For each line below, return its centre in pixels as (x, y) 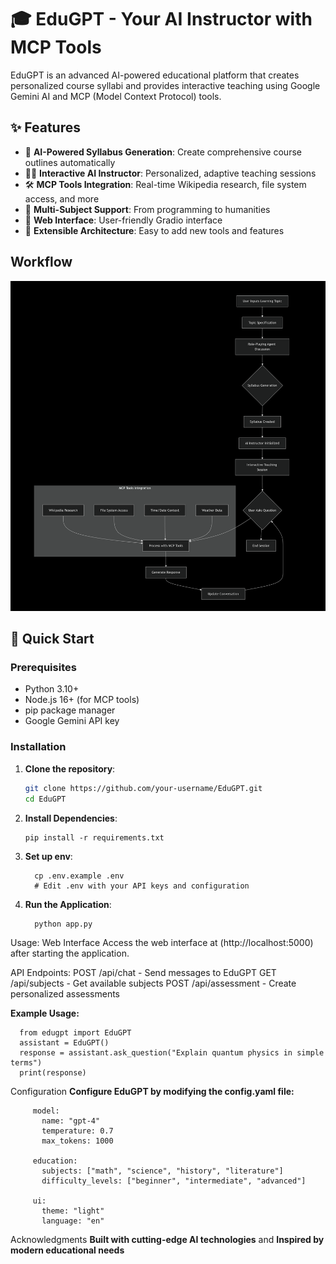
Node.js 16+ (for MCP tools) (82, 700)
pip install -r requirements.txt (94, 837)
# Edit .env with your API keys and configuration (142, 886)
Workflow (41, 262)
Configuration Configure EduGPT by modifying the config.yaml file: (152, 1091)
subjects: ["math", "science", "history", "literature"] (162, 1171)
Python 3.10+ (52, 689)
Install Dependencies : (71, 818)
